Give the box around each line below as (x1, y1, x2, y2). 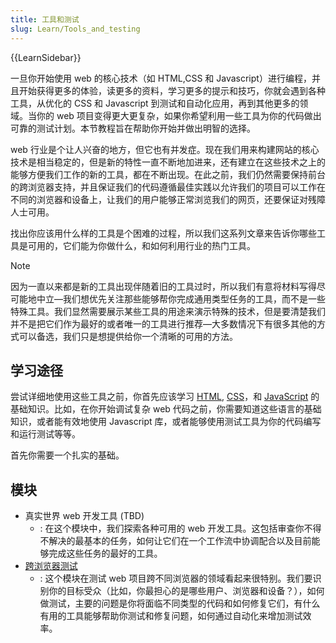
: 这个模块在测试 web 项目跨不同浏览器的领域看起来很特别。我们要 (39, 572, 313, 585)
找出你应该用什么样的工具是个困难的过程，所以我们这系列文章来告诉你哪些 (10, 227, 317, 239)
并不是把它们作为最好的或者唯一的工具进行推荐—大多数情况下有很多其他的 (10, 317, 317, 330)
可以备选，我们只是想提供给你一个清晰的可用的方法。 (18, 330, 238, 342)
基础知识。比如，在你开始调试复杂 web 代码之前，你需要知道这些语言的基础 (10, 403, 322, 415)
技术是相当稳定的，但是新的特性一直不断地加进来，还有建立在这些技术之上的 (10, 156, 326, 168)
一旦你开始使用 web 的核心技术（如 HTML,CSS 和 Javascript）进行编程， (10, 72, 312, 84)
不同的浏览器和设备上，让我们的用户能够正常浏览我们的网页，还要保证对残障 (10, 193, 326, 205)
